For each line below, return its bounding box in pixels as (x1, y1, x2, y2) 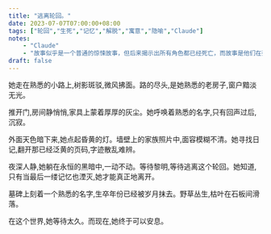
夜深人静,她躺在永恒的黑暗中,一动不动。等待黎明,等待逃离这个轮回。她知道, (8, 161, 257, 171)
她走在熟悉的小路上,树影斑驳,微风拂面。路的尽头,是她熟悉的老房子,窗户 (8, 80, 244, 90)
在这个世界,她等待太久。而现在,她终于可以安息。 (8, 215, 169, 226)
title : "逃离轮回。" (8, 11, 71, 20)
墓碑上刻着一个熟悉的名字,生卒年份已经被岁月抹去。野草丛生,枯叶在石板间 (8, 189, 253, 198)
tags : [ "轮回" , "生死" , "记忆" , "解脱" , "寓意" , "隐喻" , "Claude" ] (8, 27, 204, 35)
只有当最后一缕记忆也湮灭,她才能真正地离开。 (8, 171, 160, 182)
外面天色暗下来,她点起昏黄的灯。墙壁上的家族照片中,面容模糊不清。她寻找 (8, 134, 253, 144)
